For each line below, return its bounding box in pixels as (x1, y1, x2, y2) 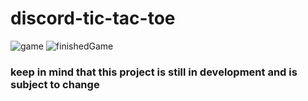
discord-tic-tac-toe (10, 7, 176, 30)
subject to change (10, 77, 100, 91)
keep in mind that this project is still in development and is (10, 65, 298, 79)
